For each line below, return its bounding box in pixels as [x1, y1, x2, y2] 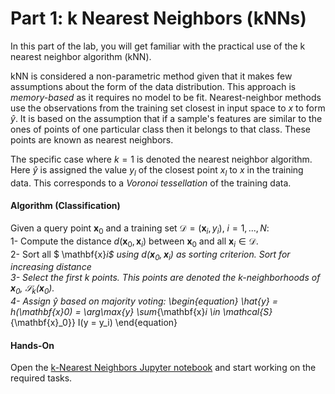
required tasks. [10, 372, 73, 384]
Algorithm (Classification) [10, 200, 121, 212]
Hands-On [10, 339, 55, 351]
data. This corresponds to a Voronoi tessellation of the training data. [10, 177, 292, 189]
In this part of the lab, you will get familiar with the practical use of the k [10, 40, 306, 52]
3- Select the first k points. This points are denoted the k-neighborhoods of [10, 272, 321, 284]
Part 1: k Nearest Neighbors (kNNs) [10, 7, 307, 30]
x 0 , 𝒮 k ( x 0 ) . [10, 282, 55, 297]
